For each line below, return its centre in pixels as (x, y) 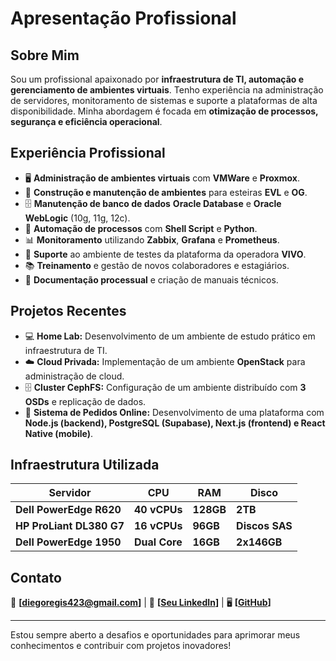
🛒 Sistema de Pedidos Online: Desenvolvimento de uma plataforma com (174, 412)
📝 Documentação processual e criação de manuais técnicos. (151, 279)
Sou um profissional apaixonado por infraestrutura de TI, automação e (157, 79)
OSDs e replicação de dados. (85, 401)
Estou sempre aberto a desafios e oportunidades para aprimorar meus (155, 635)
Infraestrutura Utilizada (85, 465)
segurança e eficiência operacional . (86, 121)
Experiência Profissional (88, 153)
